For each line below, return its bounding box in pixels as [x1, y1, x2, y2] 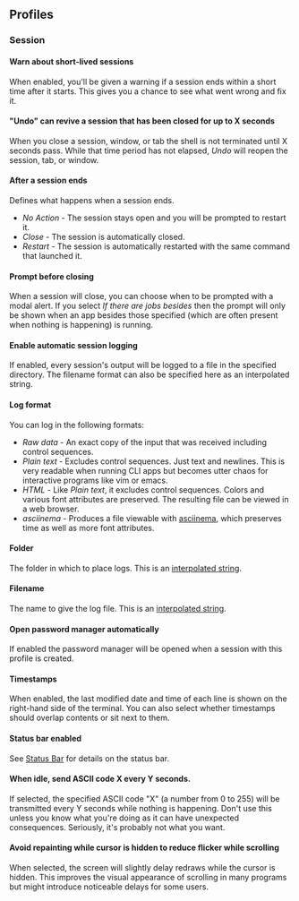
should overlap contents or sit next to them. [9, 712, 170, 724]
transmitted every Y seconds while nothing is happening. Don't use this [9, 802, 273, 813]
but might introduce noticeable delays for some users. [9, 881, 209, 892]
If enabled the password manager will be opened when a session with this [9, 644, 283, 655]
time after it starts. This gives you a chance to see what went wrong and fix [9, 85, 286, 97]
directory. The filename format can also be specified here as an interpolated [9, 369, 290, 380]
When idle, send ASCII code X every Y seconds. [9, 774, 191, 785]
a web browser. [21, 503, 80, 514]
